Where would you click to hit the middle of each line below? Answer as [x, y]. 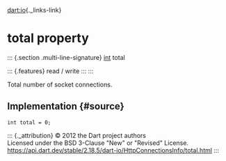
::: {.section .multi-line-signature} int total [66, 57]
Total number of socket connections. [60, 84]
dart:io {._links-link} [34, 10]
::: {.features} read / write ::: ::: [50, 71]
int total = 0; [29, 122]
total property [48, 38]
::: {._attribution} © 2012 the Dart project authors [76, 135]
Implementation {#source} [66, 106]
